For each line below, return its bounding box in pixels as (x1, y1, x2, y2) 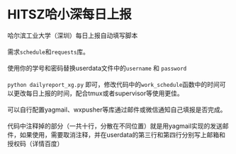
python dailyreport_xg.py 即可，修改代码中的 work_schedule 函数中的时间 (7, 80, 220, 88)
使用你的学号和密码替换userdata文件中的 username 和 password (7, 64, 187, 72)
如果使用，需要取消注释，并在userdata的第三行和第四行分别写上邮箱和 (19, 130, 225, 138)
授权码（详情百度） (7, 139, 64, 148)
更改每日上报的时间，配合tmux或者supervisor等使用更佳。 (13, 89, 184, 97)
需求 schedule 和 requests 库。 (7, 47, 90, 56)
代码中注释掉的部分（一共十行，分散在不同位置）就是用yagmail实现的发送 (7, 122, 223, 130)
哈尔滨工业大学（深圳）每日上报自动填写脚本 (7, 31, 138, 40)
